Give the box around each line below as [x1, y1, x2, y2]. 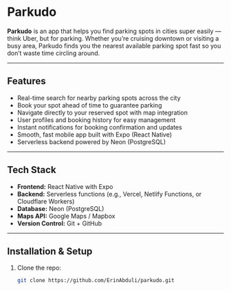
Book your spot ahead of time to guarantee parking [16, 101, 162, 109]
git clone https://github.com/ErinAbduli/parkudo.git [16, 277, 175, 284]
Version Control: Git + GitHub [16, 219, 102, 228]
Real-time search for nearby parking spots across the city [16, 94, 181, 102]
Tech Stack [7, 164, 56, 176]
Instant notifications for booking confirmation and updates [16, 123, 182, 131]
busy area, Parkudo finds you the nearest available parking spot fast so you [7, 41, 221, 50]
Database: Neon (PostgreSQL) [16, 204, 104, 212]
